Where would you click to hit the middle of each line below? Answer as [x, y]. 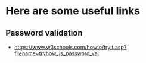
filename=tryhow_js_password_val [56, 53]
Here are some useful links [73, 11]
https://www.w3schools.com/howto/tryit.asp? [70, 47]
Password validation [44, 33]
